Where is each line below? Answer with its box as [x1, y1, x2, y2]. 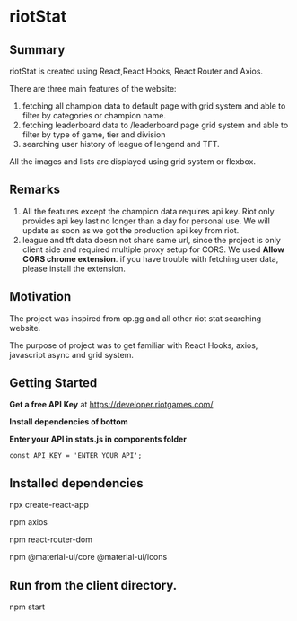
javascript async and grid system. [9, 349, 135, 360]
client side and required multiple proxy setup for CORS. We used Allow [22, 244, 285, 255]
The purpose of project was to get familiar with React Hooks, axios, [9, 339, 258, 351]
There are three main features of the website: [9, 83, 177, 93]
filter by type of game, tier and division [22, 129, 166, 140]
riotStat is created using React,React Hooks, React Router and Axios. [9, 66, 263, 76]
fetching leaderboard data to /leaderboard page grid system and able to [22, 119, 289, 130]
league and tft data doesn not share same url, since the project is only [22, 234, 281, 245]
